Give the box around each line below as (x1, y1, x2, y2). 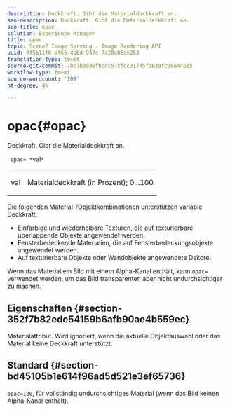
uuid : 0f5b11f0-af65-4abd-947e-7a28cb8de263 (7, 50, 140, 57)
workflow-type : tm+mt (7, 69, 71, 76)
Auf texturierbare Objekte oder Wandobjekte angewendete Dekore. (17, 254, 212, 262)
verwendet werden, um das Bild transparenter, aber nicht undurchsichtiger (7, 275, 223, 283)
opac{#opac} (7, 118, 86, 134)
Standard (7, 359, 49, 371)
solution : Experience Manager (7, 29, 96, 37)
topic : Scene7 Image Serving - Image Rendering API (7, 43, 161, 50)
